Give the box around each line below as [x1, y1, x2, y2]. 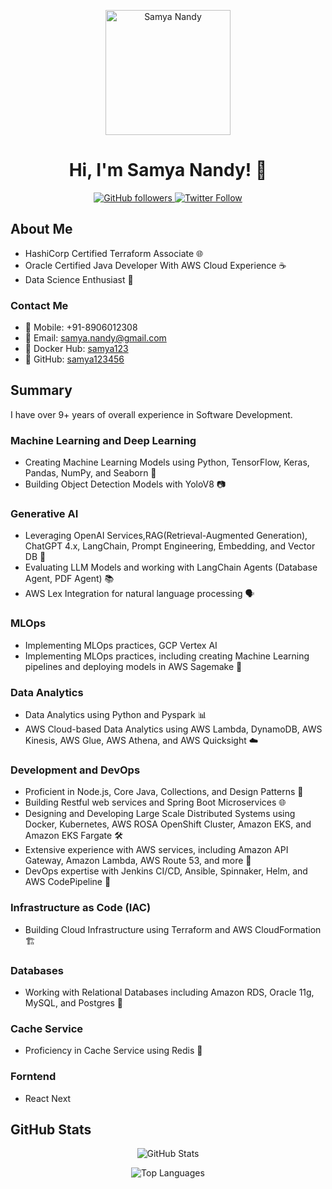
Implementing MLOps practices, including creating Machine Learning [24, 650, 310, 662]
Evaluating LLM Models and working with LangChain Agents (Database [24, 561, 318, 574]
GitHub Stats [10, 1121, 92, 1138]
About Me [10, 221, 73, 238]
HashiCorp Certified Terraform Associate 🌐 [24, 247, 204, 259]
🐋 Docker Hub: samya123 [24, 343, 129, 355]
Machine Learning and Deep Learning [10, 433, 197, 447]
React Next [24, 1092, 72, 1104]
